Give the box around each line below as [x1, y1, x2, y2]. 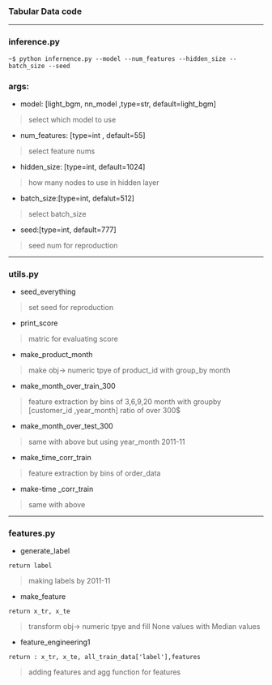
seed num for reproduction [28, 240, 118, 250]
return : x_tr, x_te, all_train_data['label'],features [8, 653, 201, 661]
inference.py [8, 37, 61, 48]
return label [8, 562, 53, 570]
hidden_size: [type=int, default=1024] [19, 162, 146, 171]
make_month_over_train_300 [19, 381, 116, 391]
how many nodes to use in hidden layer [28, 177, 159, 187]
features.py [8, 528, 56, 539]
